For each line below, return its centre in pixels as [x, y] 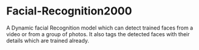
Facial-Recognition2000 [69, 11]
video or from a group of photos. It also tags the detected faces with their [98, 34]
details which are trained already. [48, 40]
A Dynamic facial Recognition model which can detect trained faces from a [100, 28]
